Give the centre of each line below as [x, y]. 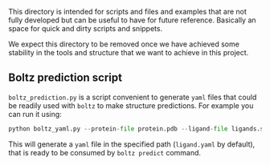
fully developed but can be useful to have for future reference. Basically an [132, 20]
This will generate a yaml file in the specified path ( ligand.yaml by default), [132, 144]
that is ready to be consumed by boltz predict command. [105, 152]
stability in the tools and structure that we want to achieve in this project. [129, 52]
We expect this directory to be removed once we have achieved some [124, 44]
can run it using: [35, 114]
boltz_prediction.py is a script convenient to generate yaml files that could [133, 97]
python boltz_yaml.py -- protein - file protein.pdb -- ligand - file [118, 129]
